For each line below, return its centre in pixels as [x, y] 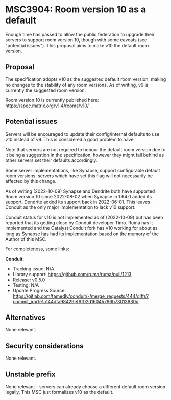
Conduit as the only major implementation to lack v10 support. [70, 207]
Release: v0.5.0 [29, 280]
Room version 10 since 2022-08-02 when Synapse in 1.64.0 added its [79, 196]
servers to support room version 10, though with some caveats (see [76, 40]
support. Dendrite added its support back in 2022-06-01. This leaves [78, 202]
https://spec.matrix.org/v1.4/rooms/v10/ [47, 106]
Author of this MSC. [26, 239]
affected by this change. [31, 181]
